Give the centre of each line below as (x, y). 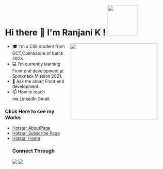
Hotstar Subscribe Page (36, 133)
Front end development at (38, 71)
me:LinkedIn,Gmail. (31, 99)
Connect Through (33, 151)
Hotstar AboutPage (31, 128)
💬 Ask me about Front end (38, 81)
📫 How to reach (28, 92)
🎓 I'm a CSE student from (38, 46)
